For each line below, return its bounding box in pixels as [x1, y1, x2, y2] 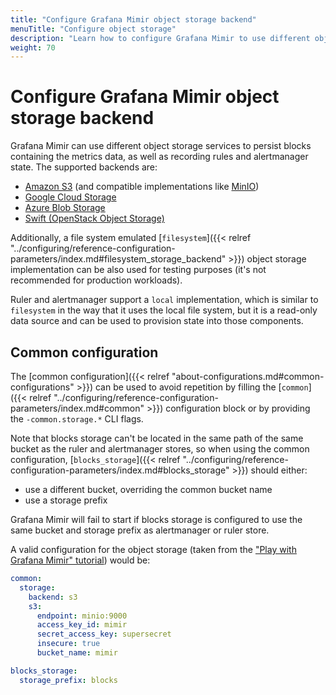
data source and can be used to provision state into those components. [10, 315, 304, 327]
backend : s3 [28, 592, 78, 602]
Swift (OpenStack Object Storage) [24, 212, 165, 225]
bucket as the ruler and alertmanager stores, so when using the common [10, 443, 310, 455]
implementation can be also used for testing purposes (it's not [10, 264, 267, 276]
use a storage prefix [24, 494, 108, 506]
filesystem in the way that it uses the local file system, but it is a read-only [10, 304, 318, 316]
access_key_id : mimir [36, 620, 128, 630]
